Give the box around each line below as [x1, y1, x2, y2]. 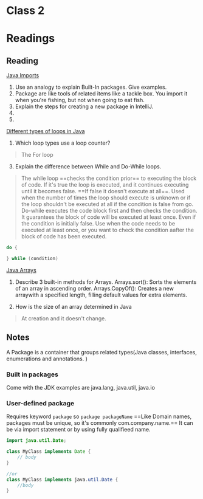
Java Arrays [6, 266, 36, 274]
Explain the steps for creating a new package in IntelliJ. [15, 103, 154, 110]
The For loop [21, 151, 53, 159]
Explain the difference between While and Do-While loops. [15, 163, 162, 170]
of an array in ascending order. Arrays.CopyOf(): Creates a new [15, 284, 174, 292]
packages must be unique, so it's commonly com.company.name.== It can [6, 419, 193, 427]
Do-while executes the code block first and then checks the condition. [21, 207, 198, 215]
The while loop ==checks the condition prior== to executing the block [21, 174, 197, 182]
